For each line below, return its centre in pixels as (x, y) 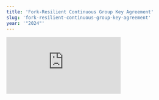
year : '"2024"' (26, 23)
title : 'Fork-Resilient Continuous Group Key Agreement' (80, 12)
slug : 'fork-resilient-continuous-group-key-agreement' (79, 18)
